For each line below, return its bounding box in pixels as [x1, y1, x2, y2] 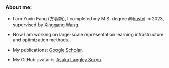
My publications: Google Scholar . [12, 47, 83, 53]
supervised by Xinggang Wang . [12, 21, 80, 28]
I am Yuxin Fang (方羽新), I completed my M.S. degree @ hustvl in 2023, [12, 16, 164, 22]
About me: [5, 4, 32, 11]
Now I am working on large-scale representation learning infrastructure [12, 32, 164, 38]
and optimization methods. [12, 37, 69, 43]
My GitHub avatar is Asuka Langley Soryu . [12, 57, 103, 63]
